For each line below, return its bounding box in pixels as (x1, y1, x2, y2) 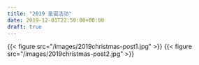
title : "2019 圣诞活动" (7, 10, 72, 17)
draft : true (7, 23, 42, 30)
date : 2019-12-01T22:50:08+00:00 (7, 17, 105, 24)
